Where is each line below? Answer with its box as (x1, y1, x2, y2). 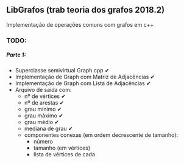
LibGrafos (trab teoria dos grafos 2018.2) (6, 5, 165, 15)
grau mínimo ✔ (24, 105, 62, 113)
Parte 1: (6, 51, 26, 58)
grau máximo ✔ (24, 112, 64, 119)
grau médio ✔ (24, 118, 59, 125)
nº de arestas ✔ (24, 99, 65, 106)
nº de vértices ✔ (24, 92, 66, 100)
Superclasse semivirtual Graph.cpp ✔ (15, 66, 110, 74)
